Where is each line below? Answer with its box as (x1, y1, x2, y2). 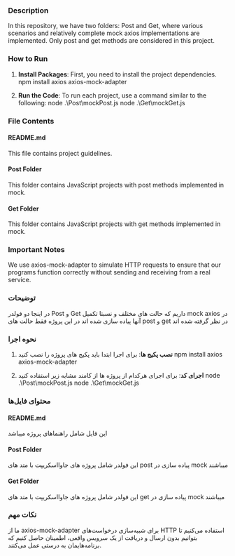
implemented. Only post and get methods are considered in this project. (8, 37, 215, 45)
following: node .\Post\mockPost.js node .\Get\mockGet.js (17, 98, 185, 107)
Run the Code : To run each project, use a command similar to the (17, 91, 207, 100)
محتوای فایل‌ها (8, 396, 51, 406)
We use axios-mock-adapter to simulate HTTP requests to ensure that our (8, 260, 221, 269)
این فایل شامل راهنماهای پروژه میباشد (8, 429, 108, 437)
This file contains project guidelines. (8, 149, 113, 157)
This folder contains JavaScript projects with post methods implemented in (8, 180, 225, 189)
